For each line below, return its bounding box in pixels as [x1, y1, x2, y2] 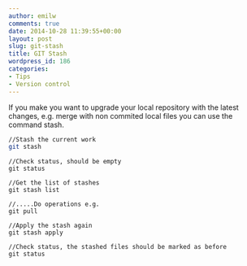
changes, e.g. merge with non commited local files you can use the [8, 111, 233, 120]
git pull [8, 207, 38, 216]
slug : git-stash [8, 42, 63, 50]
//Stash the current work [8, 135, 96, 143]
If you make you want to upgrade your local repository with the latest [8, 102, 240, 112]
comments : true [8, 20, 60, 28]
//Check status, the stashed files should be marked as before [8, 243, 227, 251]
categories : [8, 65, 49, 73]
